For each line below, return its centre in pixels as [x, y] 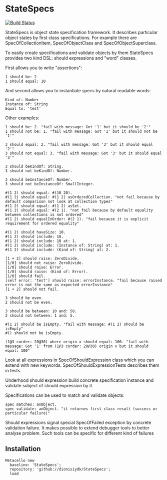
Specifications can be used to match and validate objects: [65, 395]
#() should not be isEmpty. [34, 333]
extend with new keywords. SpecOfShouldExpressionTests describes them [82, 365]
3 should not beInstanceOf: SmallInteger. [50, 184]
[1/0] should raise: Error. [34, 267]
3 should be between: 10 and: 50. [41, 311]
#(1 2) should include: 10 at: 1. [41, 241]
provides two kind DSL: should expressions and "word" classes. [71, 58]
